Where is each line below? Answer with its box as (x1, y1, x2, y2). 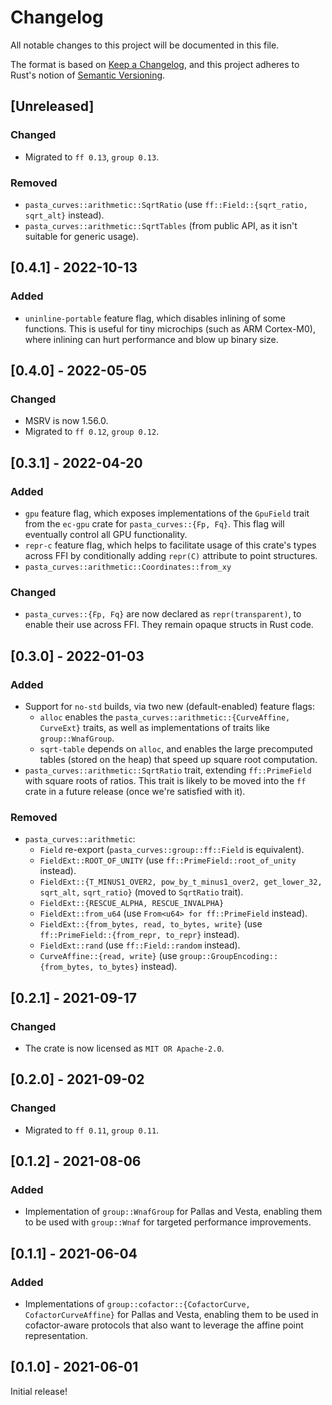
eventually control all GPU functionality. (24, 528, 188, 540)
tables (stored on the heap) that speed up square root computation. (39, 753, 318, 765)
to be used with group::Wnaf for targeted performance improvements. (24, 1216, 312, 1228)
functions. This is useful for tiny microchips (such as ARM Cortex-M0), (24, 322, 316, 335)
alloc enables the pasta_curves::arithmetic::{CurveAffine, (39, 711, 291, 723)
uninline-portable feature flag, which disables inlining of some (24, 312, 286, 324)
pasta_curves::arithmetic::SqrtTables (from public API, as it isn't (24, 219, 298, 231)
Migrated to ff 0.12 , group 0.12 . (24, 426, 160, 438)
